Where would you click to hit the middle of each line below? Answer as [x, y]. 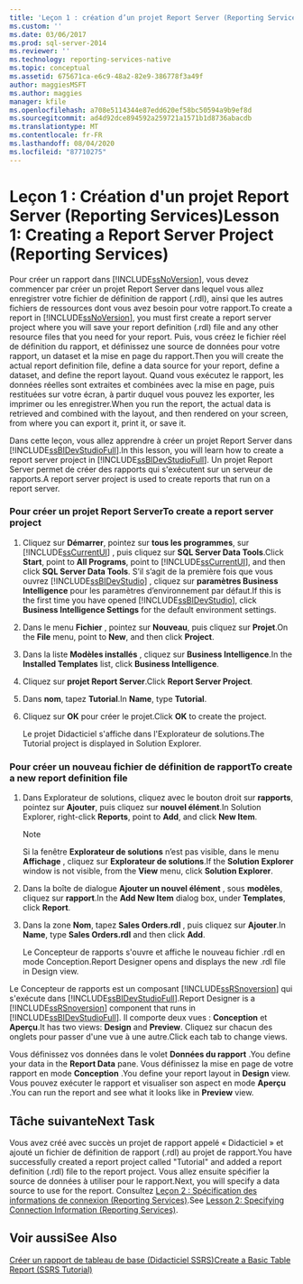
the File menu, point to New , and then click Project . [118, 636]
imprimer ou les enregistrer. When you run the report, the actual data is [140, 403]
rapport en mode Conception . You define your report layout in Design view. [150, 1074]
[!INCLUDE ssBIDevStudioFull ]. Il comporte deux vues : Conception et [138, 1018]
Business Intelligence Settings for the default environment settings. [149, 609]
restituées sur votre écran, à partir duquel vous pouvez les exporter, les [142, 394]
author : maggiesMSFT [48, 85]
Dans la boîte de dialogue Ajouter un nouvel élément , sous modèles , [152, 889]
